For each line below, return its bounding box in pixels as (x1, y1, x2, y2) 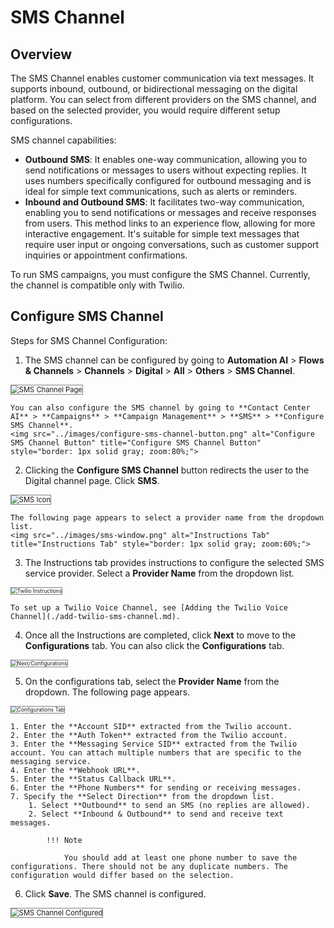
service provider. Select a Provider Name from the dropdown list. (24, 567, 295, 579)
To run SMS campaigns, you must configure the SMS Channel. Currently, (10, 269, 311, 280)
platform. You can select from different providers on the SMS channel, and (10, 94, 317, 105)
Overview (10, 46, 73, 63)
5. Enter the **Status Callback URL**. (10, 774, 177, 784)
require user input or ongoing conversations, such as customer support (24, 239, 320, 250)
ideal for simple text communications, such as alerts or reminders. (24, 186, 298, 197)
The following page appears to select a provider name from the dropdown (10, 512, 325, 523)
